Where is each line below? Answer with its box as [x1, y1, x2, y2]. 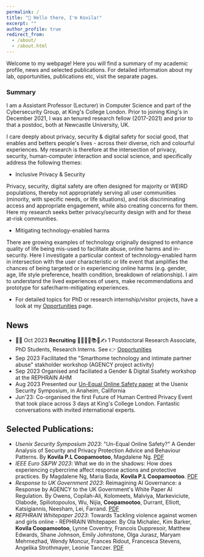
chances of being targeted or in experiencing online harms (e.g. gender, [6, 265, 187, 272]
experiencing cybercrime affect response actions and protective [15, 466, 177, 473]
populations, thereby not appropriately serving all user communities [6, 189, 177, 196]
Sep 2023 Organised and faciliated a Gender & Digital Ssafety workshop [15, 367, 197, 375]
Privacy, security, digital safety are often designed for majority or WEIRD [6, 182, 188, 190]
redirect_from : [6, 32, 45, 38]
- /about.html [12, 43, 47, 49]
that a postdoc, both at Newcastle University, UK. [6, 121, 130, 129]
